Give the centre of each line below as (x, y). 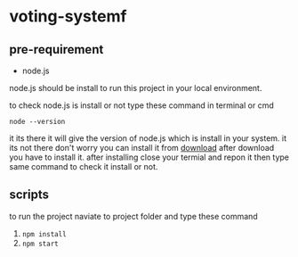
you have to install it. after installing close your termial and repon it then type (149, 157)
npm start (40, 244)
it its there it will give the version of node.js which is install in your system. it (148, 138)
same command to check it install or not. (84, 166)
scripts (29, 195)
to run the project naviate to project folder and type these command (133, 216)
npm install (44, 234)
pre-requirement (56, 50)
